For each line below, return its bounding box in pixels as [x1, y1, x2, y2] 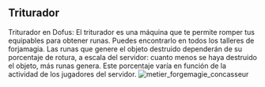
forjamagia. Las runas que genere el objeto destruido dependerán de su [8, 43, 243, 54]
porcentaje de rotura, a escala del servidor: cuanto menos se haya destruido [8, 52, 257, 62]
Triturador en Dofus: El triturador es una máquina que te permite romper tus [8, 27, 256, 36]
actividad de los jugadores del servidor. [8, 69, 137, 78]
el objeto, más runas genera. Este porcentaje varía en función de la [8, 61, 227, 70]
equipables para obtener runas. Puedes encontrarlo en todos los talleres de [8, 36, 255, 45]
